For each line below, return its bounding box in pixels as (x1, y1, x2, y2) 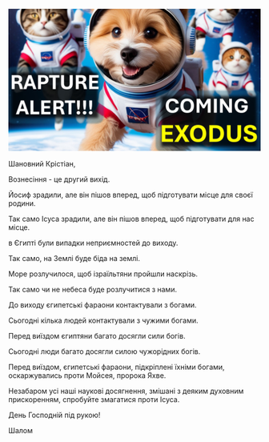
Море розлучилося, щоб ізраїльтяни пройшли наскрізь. (8, 269, 199, 279)
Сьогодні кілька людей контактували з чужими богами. (8, 315, 199, 325)
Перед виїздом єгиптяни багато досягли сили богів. (8, 331, 186, 340)
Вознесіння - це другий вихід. (8, 174, 110, 184)
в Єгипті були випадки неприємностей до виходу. (8, 238, 179, 247)
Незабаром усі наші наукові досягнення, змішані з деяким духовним (8, 386, 244, 396)
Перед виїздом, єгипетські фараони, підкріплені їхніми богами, (8, 362, 226, 372)
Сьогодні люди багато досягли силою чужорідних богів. (8, 346, 201, 356)
